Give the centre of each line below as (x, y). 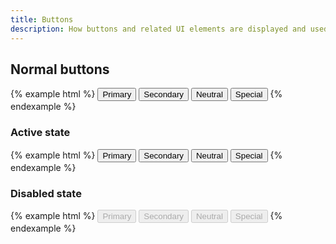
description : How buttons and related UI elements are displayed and (158, 29)
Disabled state (46, 193)
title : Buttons (42, 19)
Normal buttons (60, 69)
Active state (40, 133)
